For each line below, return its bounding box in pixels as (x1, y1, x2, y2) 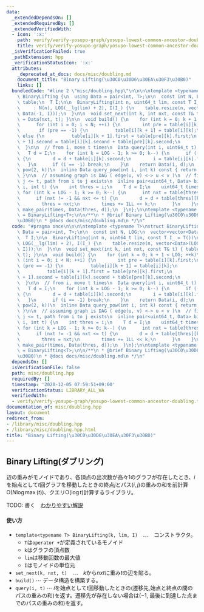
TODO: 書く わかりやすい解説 (6, 501, 84, 509)
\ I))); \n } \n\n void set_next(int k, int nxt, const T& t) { (17, 246, 183, 252)
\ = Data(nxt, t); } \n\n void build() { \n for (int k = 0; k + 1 (17, 116, 197, 122)
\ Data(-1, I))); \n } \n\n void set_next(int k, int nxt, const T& (17, 110, 194, 117)
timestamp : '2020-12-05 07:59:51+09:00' (12, 381, 115, 387)
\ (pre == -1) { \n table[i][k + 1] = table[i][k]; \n (17, 263, 178, 269)
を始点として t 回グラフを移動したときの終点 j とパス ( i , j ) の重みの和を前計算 (6, 481, 188, 489)
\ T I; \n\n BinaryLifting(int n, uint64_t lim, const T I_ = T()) (17, 234, 194, 240)
